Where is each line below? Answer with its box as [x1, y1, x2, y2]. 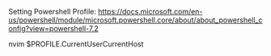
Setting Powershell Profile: [8, 7, 97, 16]
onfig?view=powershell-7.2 [8, 24, 99, 33]
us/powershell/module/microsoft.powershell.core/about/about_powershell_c [8, 15, 263, 25]
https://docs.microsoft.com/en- [98, 7, 203, 16]
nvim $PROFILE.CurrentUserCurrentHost [8, 39, 144, 49]
